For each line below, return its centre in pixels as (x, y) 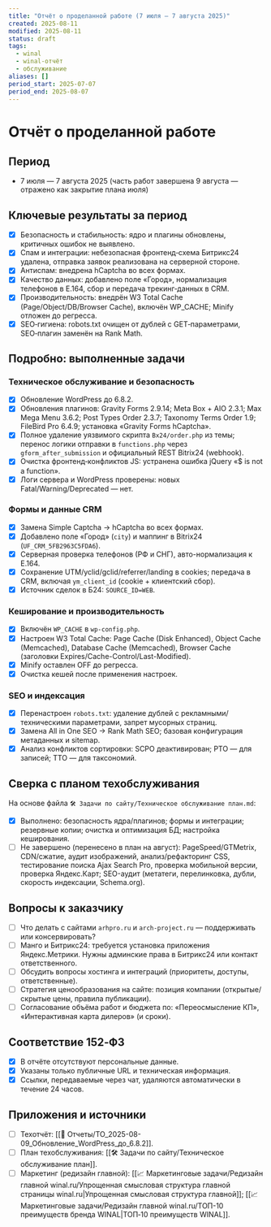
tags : (17, 46)
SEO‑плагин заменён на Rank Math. (82, 333)
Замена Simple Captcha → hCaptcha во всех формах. (112, 527)
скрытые (35, 999)
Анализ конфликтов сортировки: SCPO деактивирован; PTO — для (136, 749)
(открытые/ (242, 990)
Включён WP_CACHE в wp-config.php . (80, 629)
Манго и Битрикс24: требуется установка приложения (115, 945)
